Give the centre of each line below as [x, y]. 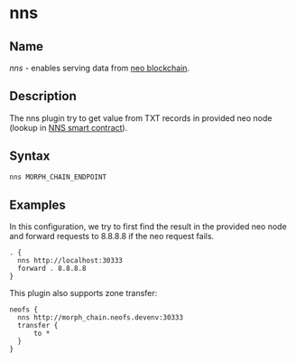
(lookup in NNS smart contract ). [69, 127]
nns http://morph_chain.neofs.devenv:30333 [100, 318]
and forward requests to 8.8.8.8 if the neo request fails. [112, 237]
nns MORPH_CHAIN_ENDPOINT [58, 177]
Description [43, 96]
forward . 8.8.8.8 [52, 269]
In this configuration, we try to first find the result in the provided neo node [148, 227]
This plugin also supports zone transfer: [83, 293]
